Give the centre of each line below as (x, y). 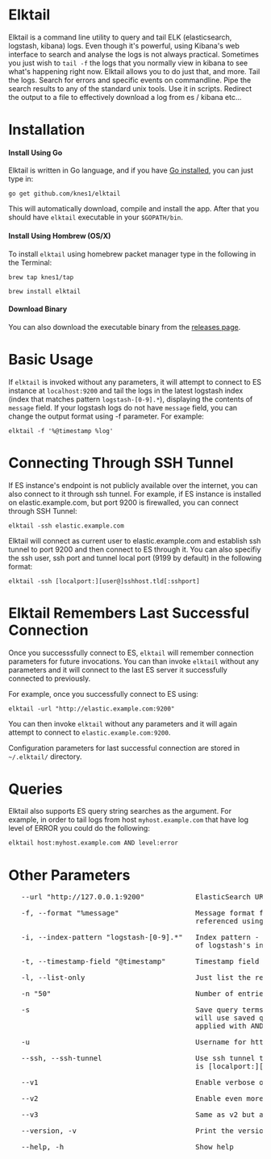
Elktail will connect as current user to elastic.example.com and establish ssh (135, 540)
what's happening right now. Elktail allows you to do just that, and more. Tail (134, 71)
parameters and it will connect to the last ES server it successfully (118, 669)
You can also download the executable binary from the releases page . (125, 327)
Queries (35, 789)
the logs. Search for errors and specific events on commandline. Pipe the (130, 80)
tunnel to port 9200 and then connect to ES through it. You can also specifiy (135, 549)
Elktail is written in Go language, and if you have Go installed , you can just (131, 170)
